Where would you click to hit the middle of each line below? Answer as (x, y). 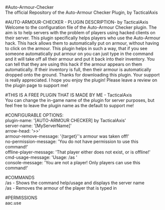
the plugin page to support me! (37, 85)
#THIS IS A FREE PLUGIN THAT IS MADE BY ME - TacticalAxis (69, 95)
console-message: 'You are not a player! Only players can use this (73, 163)
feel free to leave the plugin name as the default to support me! (70, 105)
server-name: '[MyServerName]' (38, 126)
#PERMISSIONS (21, 198)
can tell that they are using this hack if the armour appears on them (74, 64)
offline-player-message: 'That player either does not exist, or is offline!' (78, 152)
